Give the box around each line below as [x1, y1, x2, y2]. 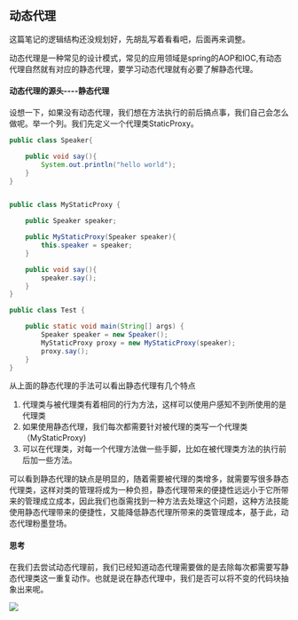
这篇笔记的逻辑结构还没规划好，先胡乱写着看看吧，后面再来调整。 [9, 34, 250, 44]
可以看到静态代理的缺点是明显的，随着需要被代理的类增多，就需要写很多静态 [9, 473, 289, 484]
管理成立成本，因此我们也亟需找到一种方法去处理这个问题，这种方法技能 [24, 496, 289, 506]
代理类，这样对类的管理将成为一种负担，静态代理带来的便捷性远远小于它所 [9, 485, 281, 496]
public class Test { [9, 306, 86, 315]
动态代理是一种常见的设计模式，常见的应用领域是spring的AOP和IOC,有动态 [9, 52, 282, 63]
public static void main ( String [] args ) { [25, 322, 184, 331]
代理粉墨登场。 [16, 518, 72, 529]
